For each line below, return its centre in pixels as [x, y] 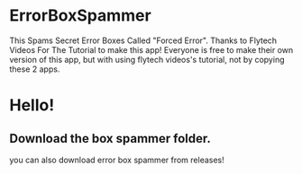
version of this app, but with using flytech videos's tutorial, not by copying [147, 59]
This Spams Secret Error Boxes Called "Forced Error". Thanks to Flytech [143, 40]
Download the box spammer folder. [110, 139]
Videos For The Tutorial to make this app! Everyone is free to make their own [151, 49]
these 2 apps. [35, 69]
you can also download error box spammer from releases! [117, 160]
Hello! [32, 105]
